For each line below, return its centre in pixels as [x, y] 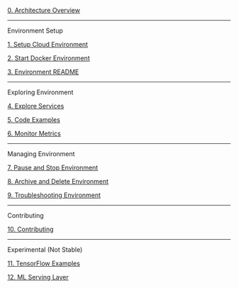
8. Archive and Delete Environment [58, 181]
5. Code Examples [34, 120]
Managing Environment [41, 154]
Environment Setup [35, 31]
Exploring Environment [40, 92]
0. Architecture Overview [44, 10]
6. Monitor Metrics [34, 133]
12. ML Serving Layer [38, 277]
